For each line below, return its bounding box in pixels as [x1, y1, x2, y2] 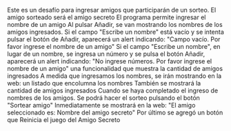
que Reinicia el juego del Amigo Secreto [7, 116, 121, 123]
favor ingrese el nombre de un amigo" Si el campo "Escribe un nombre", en [7, 43, 221, 50]
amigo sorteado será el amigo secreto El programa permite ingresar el [7, 13, 206, 21]
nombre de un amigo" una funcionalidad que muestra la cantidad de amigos [7, 65, 223, 72]
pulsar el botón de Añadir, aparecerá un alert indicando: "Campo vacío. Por [7, 35, 221, 43]
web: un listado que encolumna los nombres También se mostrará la [7, 79, 201, 87]
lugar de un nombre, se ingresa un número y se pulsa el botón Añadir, [7, 50, 205, 58]
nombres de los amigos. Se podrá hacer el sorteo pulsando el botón [7, 94, 200, 102]
